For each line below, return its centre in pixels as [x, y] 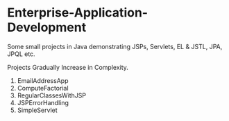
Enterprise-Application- [77, 13]
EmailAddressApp [43, 80]
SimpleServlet [37, 110]
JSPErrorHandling [43, 102]
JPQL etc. [22, 54]
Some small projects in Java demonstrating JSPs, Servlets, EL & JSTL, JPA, [115, 46]
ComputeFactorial [43, 88]
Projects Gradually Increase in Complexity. [68, 67]
